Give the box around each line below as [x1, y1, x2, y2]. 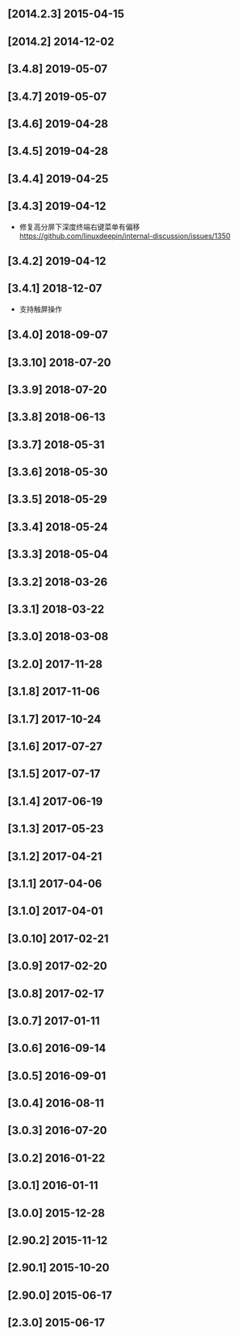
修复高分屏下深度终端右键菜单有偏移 [19, 222, 140, 232]
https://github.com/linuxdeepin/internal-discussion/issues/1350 [19, 231, 231, 241]
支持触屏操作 [19, 304, 62, 314]
